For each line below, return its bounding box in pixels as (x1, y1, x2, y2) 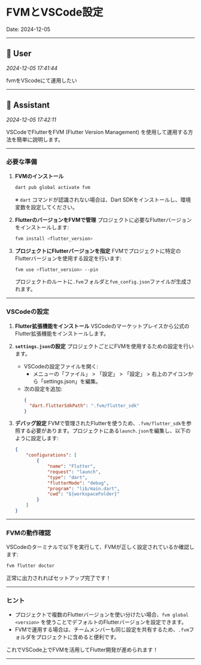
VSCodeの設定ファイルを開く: (23, 362, 99, 370)
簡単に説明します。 (16, 136, 64, 143)
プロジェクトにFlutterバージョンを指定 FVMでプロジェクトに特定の (14, 247, 181, 254)
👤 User (6, 48, 32, 59)
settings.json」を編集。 (43, 377, 102, 385)
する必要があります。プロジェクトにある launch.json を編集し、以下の (20, 427, 191, 434)
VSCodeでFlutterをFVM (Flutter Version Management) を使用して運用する (6, 128, 188, 135)
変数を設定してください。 (14, 203, 78, 211)
